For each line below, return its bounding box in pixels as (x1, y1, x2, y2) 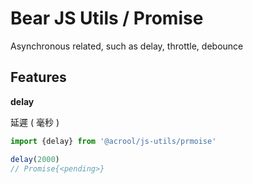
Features (10, 69, 67, 86)
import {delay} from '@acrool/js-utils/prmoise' (10, 136, 217, 146)
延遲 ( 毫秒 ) (10, 116, 60, 128)
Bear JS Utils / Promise (10, 7, 204, 30)
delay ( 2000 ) (10, 154, 60, 164)
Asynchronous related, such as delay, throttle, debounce (10, 40, 244, 52)
